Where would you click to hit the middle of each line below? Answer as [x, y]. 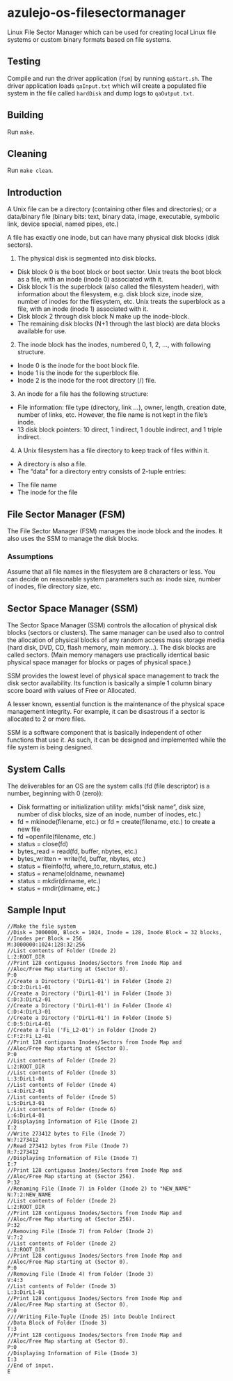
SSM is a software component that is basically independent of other [104, 733]
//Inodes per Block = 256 [45, 938]
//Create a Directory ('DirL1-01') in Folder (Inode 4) [90, 1005]
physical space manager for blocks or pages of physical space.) [99, 662]
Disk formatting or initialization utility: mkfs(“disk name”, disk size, [111, 807]
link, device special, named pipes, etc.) [63, 224]
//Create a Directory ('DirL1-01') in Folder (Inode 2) [90, 981]
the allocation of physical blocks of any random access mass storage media [116, 640]
